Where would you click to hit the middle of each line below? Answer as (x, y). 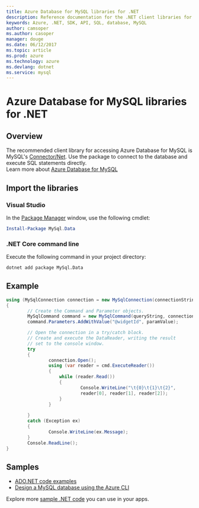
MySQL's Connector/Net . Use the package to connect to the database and (97, 157)
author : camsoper (28, 28)
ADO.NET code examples (46, 481)
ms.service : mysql (29, 72)
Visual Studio (26, 205)
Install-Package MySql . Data (41, 228)
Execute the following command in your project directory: (76, 257)
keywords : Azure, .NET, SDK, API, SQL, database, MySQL (76, 23)
